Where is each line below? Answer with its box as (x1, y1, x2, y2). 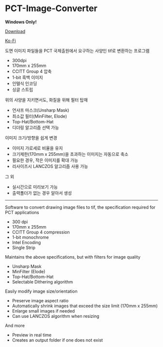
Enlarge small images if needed (12, 308, 75, 314)
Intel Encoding (12, 239, 41, 245)
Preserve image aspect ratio (12, 297, 69, 303)
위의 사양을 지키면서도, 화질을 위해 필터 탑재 (5, 97, 88, 102)
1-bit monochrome (12, 234, 49, 240)
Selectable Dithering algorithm (12, 279, 73, 284)
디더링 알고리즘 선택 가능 (12, 124, 59, 130)
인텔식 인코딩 (12, 81, 37, 86)
